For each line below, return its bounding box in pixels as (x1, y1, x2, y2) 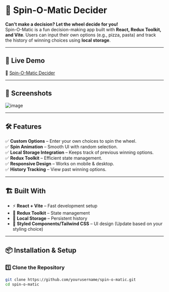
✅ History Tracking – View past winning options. (5, 166, 107, 172)
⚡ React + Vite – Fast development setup (12, 203, 98, 209)
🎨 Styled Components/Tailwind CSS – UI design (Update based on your (12, 221, 162, 227)
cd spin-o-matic (5, 281, 39, 287)
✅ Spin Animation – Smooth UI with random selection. (5, 144, 118, 150)
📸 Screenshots (5, 89, 52, 98)
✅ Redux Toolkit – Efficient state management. (5, 155, 103, 161)
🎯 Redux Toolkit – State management (12, 210, 90, 216)
